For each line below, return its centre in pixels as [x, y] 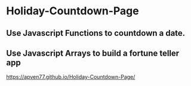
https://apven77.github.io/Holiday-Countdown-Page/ [71, 77]
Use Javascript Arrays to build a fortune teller [93, 53]
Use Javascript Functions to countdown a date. [96, 33]
